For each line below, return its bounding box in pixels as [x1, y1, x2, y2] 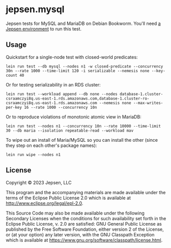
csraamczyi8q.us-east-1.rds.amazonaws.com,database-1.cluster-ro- [6, 96, 150, 101]
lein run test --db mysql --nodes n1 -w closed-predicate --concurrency [6, 64, 163, 69]
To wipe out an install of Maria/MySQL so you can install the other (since [6, 137, 158, 143]
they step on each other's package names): [6, 142, 97, 148]
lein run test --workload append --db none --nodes [6, 91, 118, 97]
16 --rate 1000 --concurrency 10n [24, 105, 97, 110]
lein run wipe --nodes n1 [6, 152, 61, 157]
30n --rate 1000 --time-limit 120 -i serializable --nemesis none [6, 68, 150, 73]
